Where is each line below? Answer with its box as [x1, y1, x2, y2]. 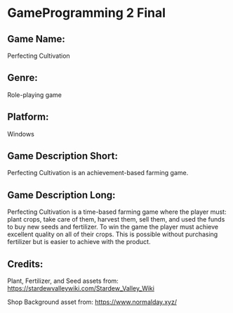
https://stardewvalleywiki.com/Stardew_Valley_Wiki [7, 284, 154, 293]
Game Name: [7, 33, 65, 45]
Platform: [7, 111, 49, 123]
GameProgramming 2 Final [7, 5, 166, 21]
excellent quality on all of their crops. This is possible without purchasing [7, 230, 218, 238]
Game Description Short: [7, 150, 118, 162]
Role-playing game [7, 90, 62, 99]
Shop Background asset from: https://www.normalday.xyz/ [7, 298, 178, 307]
